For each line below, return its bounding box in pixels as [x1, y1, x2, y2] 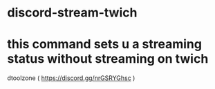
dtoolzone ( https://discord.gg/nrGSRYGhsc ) [7, 74, 135, 82]
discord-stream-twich [7, 5, 138, 21]
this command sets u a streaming [7, 37, 203, 52]
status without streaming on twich [7, 51, 209, 67]
